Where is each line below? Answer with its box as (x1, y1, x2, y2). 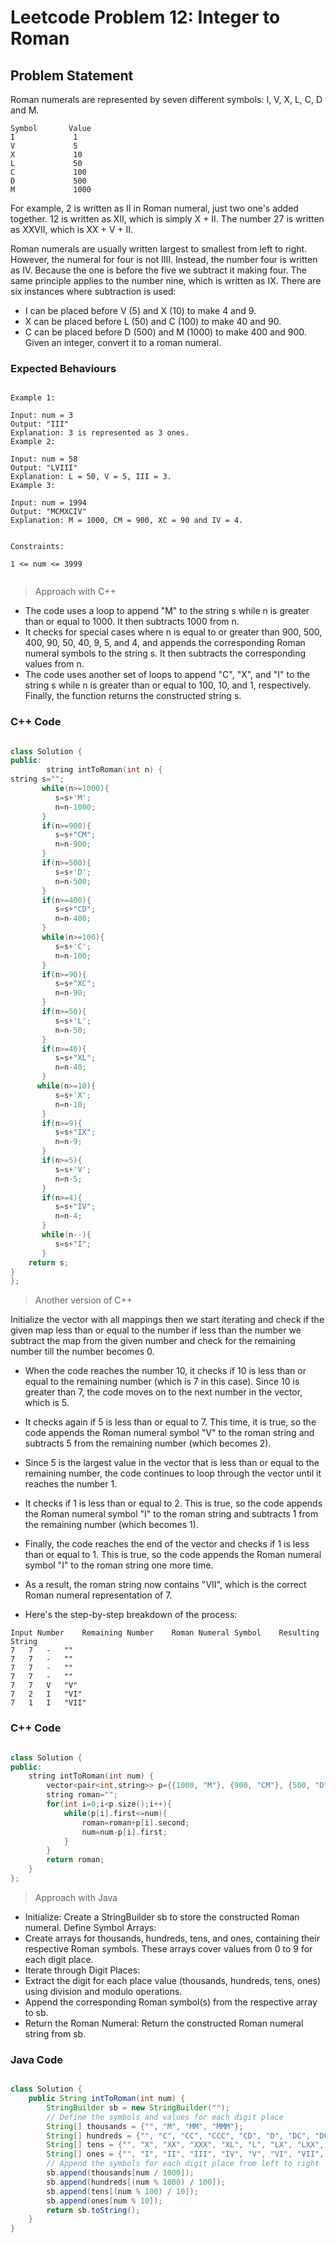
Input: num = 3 (10, 411, 74, 421)
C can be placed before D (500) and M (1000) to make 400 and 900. (24, 326, 307, 338)
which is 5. (24, 1397, 70, 1409)
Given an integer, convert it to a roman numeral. (24, 337, 222, 348)
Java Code (10, 2052, 63, 2066)
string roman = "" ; (46, 1790, 118, 1800)
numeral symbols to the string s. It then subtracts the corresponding (24, 647, 307, 660)
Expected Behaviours (10, 361, 117, 375)
